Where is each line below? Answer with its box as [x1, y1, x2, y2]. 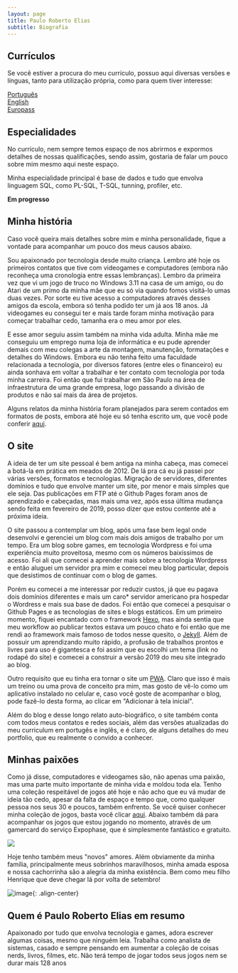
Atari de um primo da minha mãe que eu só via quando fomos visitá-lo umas [7, 286, 231, 294]
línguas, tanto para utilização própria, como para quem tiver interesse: [7, 76, 213, 85]
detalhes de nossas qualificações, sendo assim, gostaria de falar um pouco [7, 152, 229, 161]
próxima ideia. [7, 511, 49, 520]
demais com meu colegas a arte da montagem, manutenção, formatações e [7, 345, 229, 353]
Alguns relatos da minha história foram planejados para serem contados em [7, 404, 229, 413]
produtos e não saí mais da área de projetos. [7, 390, 138, 399]
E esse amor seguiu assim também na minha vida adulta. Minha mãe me [7, 330, 219, 339]
